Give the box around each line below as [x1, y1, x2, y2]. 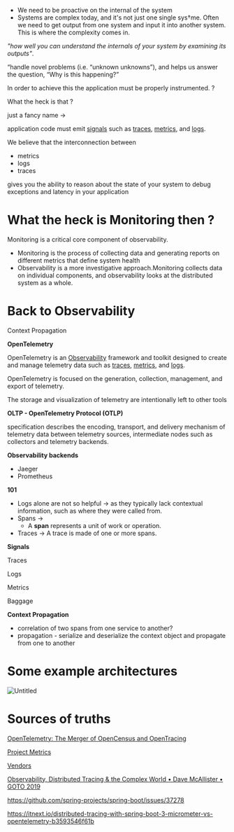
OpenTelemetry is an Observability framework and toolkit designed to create [7, 353, 227, 361]
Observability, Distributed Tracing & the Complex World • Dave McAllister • [7, 775, 224, 783]
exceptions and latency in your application [7, 188, 129, 195]
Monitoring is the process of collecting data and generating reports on [17, 249, 220, 257]
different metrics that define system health [17, 256, 140, 265]
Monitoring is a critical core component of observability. [7, 235, 169, 244]
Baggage [7, 597, 34, 605]
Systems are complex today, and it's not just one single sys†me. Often [17, 13, 219, 22]
